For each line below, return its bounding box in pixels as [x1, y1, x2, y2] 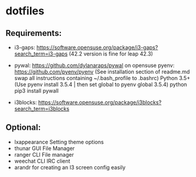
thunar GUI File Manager [14, 145, 75, 152]
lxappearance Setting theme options [14, 138, 104, 145]
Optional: [5, 123, 41, 133]
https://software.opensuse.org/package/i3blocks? [38, 99, 162, 106]
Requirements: [5, 28, 62, 38]
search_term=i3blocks [14, 105, 70, 112]
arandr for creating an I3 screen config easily [14, 163, 126, 171]
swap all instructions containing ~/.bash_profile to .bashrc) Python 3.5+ [14, 75, 191, 81]
